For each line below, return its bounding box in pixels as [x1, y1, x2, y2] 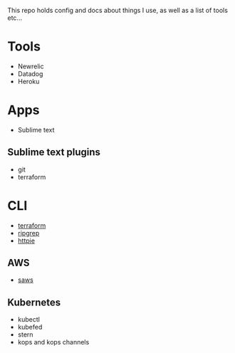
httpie [17, 236, 36, 245]
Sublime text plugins [7, 146, 101, 159]
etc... [7, 14, 23, 22]
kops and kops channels [17, 338, 90, 347]
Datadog [17, 69, 43, 78]
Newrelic [17, 62, 44, 70]
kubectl [17, 315, 41, 324]
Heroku [17, 77, 40, 85]
